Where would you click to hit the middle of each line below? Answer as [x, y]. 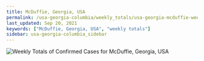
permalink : [20, 18]
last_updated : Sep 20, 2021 [42, 23]
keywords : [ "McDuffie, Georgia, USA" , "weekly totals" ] [78, 29]
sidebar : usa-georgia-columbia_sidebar [57, 34]
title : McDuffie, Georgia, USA [46, 12]
